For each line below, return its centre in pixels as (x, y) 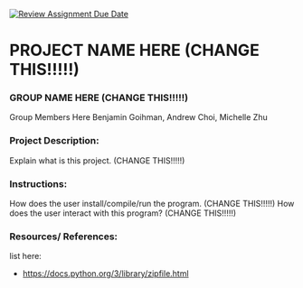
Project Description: (54, 141)
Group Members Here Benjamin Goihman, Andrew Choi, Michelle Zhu (139, 117)
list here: (26, 256)
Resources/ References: (64, 237)
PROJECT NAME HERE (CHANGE (134, 51)
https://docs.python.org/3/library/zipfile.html (105, 274)
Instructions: (38, 183)
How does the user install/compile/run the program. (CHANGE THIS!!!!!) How (152, 204)
